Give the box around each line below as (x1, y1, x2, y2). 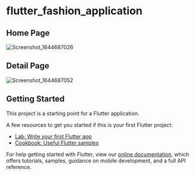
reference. (6, 163, 32, 170)
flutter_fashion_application (6, 4, 143, 18)
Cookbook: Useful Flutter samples (14, 139, 99, 146)
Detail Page (6, 61, 49, 71)
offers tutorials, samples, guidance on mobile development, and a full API (6, 157, 186, 164)
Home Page (6, 28, 50, 38)
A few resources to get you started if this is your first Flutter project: (6, 121, 173, 129)
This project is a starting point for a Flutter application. (6, 110, 140, 117)
